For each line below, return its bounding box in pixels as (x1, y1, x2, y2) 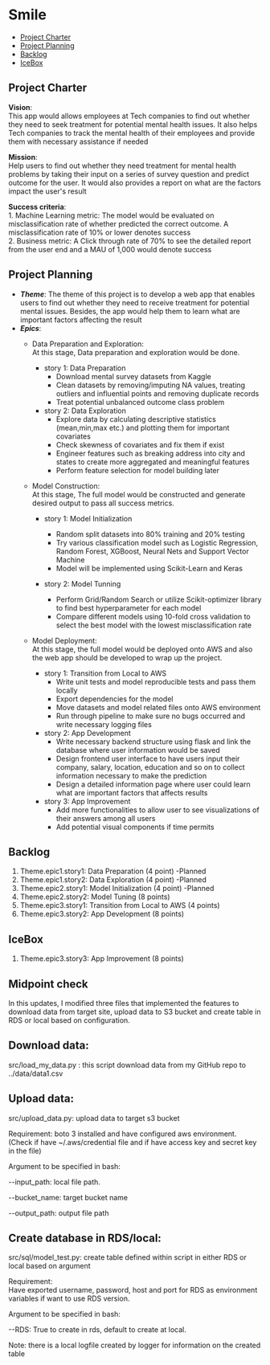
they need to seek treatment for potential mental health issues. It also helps (8, 119, 258, 129)
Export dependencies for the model (55, 693, 174, 704)
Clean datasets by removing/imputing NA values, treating (55, 380, 246, 390)
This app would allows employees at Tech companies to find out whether (8, 111, 251, 121)
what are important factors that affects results (55, 787, 208, 797)
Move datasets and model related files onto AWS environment (55, 702, 261, 712)
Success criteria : (8, 202, 67, 211)
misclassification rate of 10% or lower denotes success (8, 227, 191, 237)
